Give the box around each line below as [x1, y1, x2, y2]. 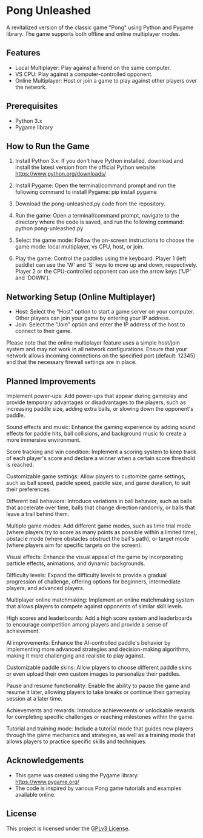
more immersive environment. [6, 436, 81, 444]
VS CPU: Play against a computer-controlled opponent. [15, 70, 153, 78]
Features [6, 48, 41, 58]
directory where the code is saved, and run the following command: [15, 218, 184, 225]
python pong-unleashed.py [15, 225, 84, 232]
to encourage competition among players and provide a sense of [6, 621, 168, 628]
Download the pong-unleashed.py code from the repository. [15, 200, 165, 207]
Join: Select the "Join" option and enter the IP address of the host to [15, 321, 185, 328]
